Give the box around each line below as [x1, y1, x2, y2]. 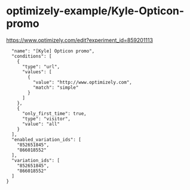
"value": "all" [22, 121, 60, 127]
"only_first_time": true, [22, 110, 87, 117]
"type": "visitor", [22, 116, 71, 122]
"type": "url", [22, 64, 60, 70]
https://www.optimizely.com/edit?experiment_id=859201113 [6, 36, 154, 43]
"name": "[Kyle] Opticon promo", [11, 48, 95, 54]
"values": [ [22, 68, 52, 75]
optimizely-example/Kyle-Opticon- [6, 4, 185, 18]
